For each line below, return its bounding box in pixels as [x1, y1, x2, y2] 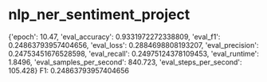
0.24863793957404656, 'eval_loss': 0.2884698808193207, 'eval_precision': [8, 40, 259, 49]
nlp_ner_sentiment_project [8, 6, 190, 24]
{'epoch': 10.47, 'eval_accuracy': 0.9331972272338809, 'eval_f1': [8, 32, 221, 41]
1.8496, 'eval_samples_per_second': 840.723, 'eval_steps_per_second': [8, 57, 242, 67]
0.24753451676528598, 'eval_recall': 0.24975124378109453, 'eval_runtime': [8, 49, 259, 58]
